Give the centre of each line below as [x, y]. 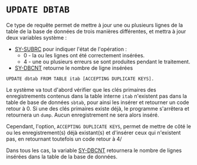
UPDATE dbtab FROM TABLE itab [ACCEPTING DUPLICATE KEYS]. [80, 79]
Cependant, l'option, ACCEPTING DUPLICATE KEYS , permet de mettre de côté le [99, 126]
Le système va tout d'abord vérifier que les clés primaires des [81, 89]
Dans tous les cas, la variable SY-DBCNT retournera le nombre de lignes [94, 150]
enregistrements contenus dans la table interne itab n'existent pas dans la [97, 96]
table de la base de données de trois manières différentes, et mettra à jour [96, 31]
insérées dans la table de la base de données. [62, 156]
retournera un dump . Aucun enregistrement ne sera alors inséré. [83, 115]
